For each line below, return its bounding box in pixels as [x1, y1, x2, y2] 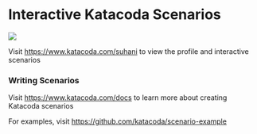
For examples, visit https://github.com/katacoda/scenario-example [8, 117, 227, 126]
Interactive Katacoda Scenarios [8, 6, 221, 24]
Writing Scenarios [8, 75, 80, 86]
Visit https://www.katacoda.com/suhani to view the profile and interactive [8, 46, 249, 56]
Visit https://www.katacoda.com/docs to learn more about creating [8, 93, 228, 102]
